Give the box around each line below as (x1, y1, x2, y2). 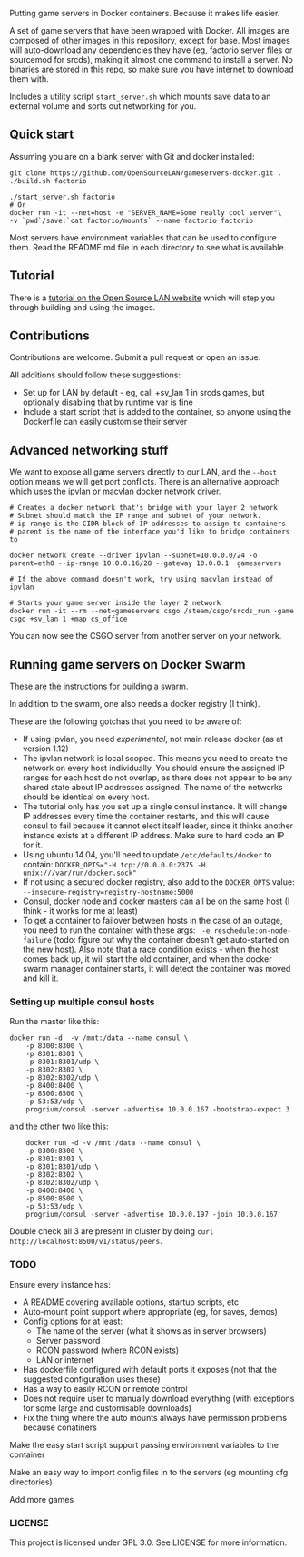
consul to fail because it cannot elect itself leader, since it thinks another (22, 820, 293, 831)
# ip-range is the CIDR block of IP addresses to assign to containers (9, 519, 286, 529)
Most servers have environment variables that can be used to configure (9, 231, 277, 243)
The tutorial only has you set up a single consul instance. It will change (22, 801, 288, 812)
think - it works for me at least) (22, 906, 139, 916)
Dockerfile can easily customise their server (22, 416, 188, 427)
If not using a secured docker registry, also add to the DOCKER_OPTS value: (22, 876, 295, 887)
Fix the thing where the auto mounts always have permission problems (22, 1412, 288, 1423)
